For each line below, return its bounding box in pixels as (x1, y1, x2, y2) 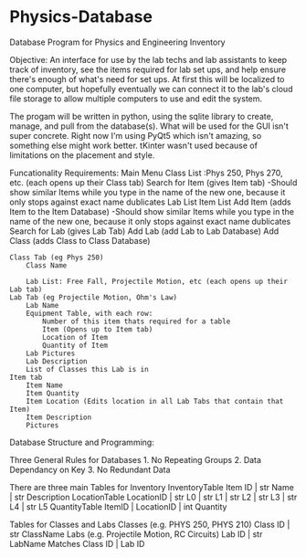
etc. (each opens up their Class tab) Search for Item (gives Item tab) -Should (9, 176, 298, 188)
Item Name (26, 381, 64, 390)
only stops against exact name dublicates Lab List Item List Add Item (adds (9, 196, 291, 207)
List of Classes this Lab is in (26, 364, 149, 374)
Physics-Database (9, 6, 153, 27)
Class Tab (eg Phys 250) (9, 253, 104, 262)
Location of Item (42, 332, 108, 342)
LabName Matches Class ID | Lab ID (9, 538, 145, 549)
